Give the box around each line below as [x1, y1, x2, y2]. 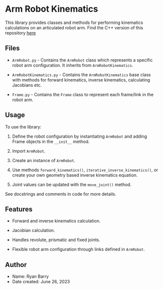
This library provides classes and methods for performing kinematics [5, 20, 144, 25]
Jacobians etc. [12, 82, 42, 88]
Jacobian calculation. [12, 227, 55, 233]
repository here [5, 30, 36, 36]
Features [5, 205, 33, 213]
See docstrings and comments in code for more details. [5, 191, 117, 197]
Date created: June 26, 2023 [12, 279, 70, 285]
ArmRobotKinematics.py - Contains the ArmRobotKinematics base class [12, 72, 151, 78]
